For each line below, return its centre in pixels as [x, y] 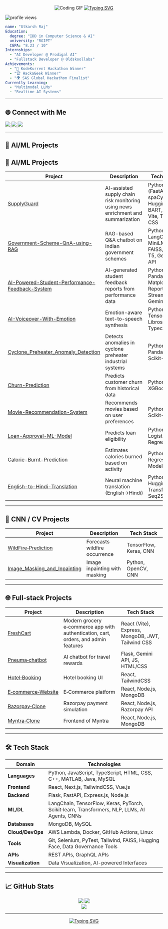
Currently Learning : [27, 83]
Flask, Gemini [137, 654]
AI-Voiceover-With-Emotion [42, 319]
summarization [122, 219]
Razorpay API [137, 709]
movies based [121, 409]
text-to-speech [123, 319]
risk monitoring [123, 201]
